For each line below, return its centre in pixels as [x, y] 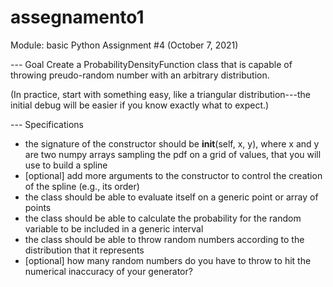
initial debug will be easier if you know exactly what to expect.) [140, 105]
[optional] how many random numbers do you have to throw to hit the [168, 260]
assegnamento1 [77, 17]
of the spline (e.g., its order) [82, 186]
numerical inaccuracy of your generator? [108, 271]
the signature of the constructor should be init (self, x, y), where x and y [172, 143]
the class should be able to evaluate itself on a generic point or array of [171, 197]
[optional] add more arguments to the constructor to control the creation [173, 175]
